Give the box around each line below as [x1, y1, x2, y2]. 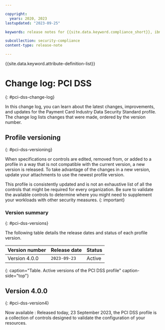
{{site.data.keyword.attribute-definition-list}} [5, 61, 96, 66]
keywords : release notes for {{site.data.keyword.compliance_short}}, [5, 29, 153, 34]
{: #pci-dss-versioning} [5, 146, 53, 152]
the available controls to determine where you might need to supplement [5, 192, 152, 197]
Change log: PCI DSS [5, 78, 92, 89]
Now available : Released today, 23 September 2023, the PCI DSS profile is [5, 309, 157, 315]
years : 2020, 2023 [9, 16, 48, 21]
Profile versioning [5, 134, 61, 142]
